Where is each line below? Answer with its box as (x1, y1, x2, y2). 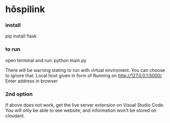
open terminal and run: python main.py (5, 57, 87, 63)
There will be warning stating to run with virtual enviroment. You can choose (5, 67, 165, 73)
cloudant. (5, 113, 25, 119)
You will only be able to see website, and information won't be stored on (5, 107, 157, 113)
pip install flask (5, 33, 37, 39)
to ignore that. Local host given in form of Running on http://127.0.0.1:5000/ (5, 72, 162, 78)
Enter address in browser (5, 77, 59, 84)
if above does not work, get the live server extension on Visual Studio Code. (5, 102, 164, 108)
